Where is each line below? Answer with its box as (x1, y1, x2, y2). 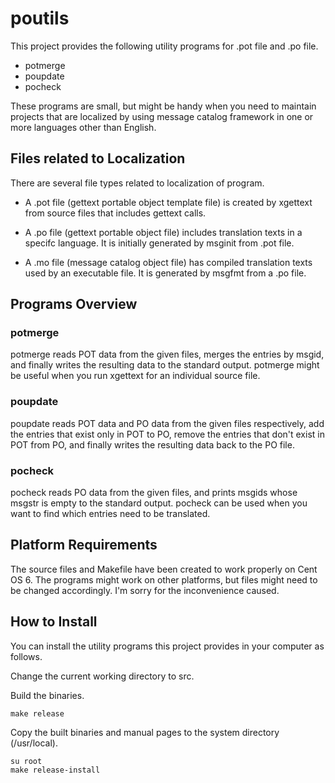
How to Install (10, 613, 98, 631)
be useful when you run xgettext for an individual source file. (10, 370, 261, 382)
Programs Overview (10, 296, 138, 313)
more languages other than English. (10, 121, 157, 133)
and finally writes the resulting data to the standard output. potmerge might (10, 359, 320, 371)
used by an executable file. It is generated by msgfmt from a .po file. (24, 267, 307, 279)
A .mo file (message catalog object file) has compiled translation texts (24, 256, 313, 268)
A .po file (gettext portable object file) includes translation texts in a (24, 226, 303, 238)
